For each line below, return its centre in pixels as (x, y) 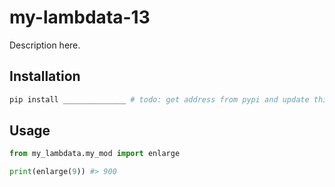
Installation (45, 76)
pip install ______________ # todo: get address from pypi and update (159, 99)
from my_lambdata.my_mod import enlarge (95, 154)
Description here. (45, 45)
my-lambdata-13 (80, 17)
